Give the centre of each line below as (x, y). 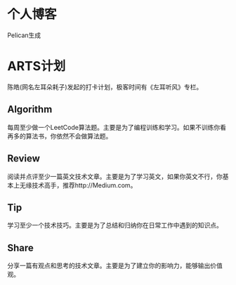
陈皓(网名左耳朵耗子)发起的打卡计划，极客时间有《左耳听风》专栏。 (105, 87)
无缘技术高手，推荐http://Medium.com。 (78, 185)
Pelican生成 (24, 35)
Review (24, 159)
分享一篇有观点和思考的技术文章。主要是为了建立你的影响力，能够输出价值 (115, 266)
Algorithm (30, 110)
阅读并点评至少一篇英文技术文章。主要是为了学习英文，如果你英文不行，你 (115, 176)
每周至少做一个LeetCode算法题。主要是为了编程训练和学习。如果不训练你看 (117, 127)
